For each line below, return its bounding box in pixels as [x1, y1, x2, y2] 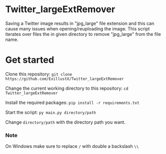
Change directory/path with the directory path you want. [5, 119, 126, 125]
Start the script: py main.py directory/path [5, 109, 96, 115]
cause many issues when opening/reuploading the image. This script [5, 25, 150, 31]
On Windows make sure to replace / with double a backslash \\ [5, 143, 139, 149]
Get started [5, 54, 54, 66]
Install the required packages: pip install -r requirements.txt [5, 99, 140, 105]
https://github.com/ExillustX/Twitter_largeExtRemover [5, 76, 124, 82]
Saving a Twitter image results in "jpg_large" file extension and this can [5, 20, 154, 26]
